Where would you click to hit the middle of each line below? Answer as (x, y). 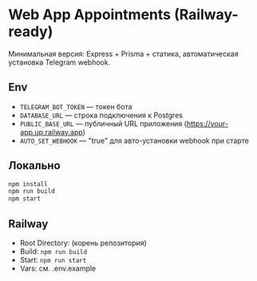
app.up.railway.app (51, 132)
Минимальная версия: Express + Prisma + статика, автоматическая (123, 53)
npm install (28, 184)
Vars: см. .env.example (58, 268)
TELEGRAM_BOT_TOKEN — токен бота (76, 106)
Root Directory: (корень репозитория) (83, 243)
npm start (25, 199)
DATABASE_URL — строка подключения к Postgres (101, 115)
